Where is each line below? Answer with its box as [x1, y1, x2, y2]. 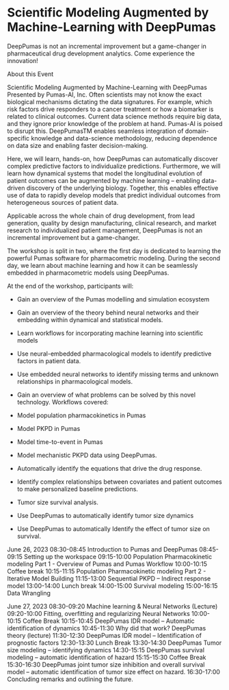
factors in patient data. [16, 356, 81, 365]
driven [7, 184, 25, 192]
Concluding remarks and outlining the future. [7, 675, 133, 683]
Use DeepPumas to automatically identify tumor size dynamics [16, 511, 194, 519]
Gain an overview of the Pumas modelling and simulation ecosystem [16, 295, 210, 303]
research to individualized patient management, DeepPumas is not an [7, 226, 203, 234]
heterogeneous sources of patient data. [7, 198, 119, 206]
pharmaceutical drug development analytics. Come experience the [7, 49, 195, 58]
